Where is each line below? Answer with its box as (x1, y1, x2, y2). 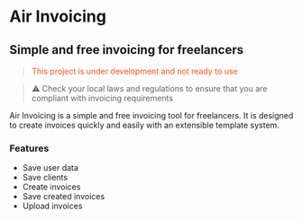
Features (9, 142, 50, 154)
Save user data (22, 163, 79, 173)
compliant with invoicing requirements (31, 92, 174, 103)
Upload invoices (22, 200, 83, 212)
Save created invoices (22, 191, 105, 202)
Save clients (22, 172, 69, 183)
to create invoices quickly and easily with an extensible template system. (9, 119, 279, 130)
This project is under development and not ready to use (31, 66, 238, 76)
